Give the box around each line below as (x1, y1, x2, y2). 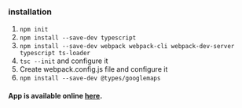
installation (8, 6, 53, 17)
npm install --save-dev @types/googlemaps (19, 74, 161, 83)
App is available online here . (8, 91, 103, 100)
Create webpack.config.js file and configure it (19, 65, 168, 74)
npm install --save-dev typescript (19, 34, 137, 42)
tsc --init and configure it (19, 56, 108, 65)
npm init (19, 26, 49, 34)
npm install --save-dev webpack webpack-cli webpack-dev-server (19, 43, 235, 50)
